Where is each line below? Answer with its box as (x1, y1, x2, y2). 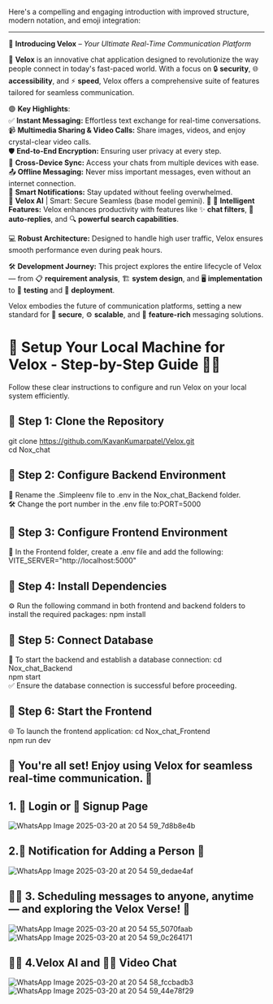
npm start (8, 672, 41, 681)
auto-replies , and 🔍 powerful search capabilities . (8, 215, 179, 224)
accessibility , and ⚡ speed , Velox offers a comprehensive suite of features (8, 76, 260, 85)
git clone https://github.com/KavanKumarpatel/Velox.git (8, 436, 195, 445)
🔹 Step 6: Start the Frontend (8, 705, 153, 719)
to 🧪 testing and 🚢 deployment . (8, 285, 115, 295)
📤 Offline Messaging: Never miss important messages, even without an (8, 167, 251, 176)
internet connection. (8, 179, 76, 188)
